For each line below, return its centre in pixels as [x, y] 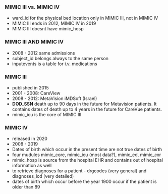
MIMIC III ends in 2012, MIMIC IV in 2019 [54, 23]
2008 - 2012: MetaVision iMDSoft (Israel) [54, 98]
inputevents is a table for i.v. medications [54, 64]
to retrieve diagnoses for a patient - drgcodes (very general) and [79, 171]
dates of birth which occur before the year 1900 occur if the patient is [84, 182]
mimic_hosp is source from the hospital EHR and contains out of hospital [88, 160]
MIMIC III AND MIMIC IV [34, 42]
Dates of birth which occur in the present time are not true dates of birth [87, 150]
